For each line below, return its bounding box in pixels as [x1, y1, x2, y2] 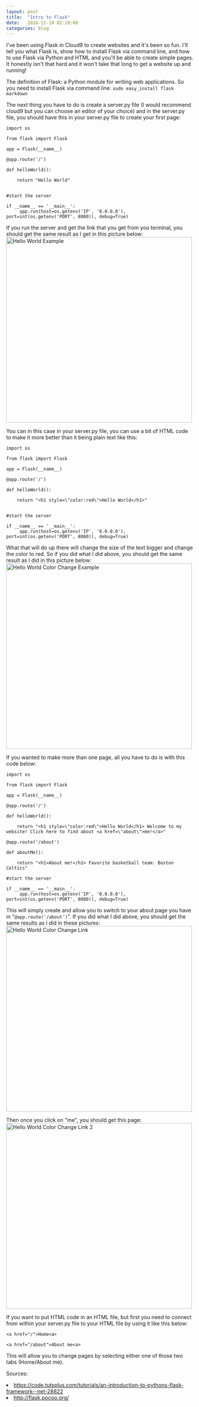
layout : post [6, 8, 39, 15]
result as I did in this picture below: [6, 557, 92, 564]
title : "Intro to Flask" [6, 14, 70, 20]
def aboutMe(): [6, 850, 44, 856]
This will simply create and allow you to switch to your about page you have [6, 907, 191, 914]
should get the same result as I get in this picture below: [6, 230, 144, 238]
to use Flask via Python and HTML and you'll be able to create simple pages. [6, 54, 194, 61]
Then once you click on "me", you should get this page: [6, 1117, 142, 1124]
